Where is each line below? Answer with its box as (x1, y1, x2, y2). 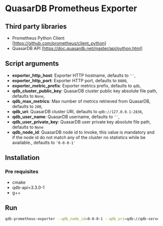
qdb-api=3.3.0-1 (12, 184, 45, 190)
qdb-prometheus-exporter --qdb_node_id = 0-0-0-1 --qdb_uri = (5, 217, 127, 222)
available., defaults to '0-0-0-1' (12, 139, 76, 145)
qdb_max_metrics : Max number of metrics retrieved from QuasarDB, (12, 98, 151, 104)
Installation (5, 154, 40, 162)
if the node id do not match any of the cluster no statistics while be (12, 134, 146, 140)
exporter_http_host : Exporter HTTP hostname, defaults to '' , (12, 72, 136, 78)
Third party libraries (5, 22, 67, 31)
